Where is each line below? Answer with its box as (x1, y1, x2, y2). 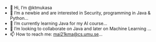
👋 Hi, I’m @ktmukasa (9, 5, 52, 10)
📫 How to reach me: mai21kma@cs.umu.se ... (9, 31, 103, 37)
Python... (9, 15, 29, 21)
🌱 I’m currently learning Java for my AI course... (9, 20, 107, 26)
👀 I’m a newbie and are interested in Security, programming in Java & (9, 10, 151, 16)
